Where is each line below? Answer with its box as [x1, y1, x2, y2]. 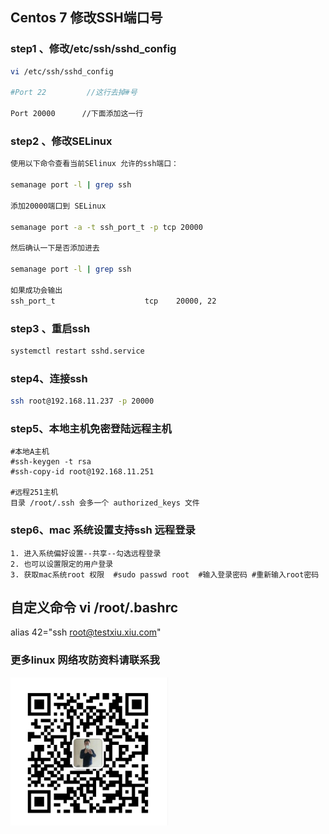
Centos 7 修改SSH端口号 [10, 9, 163, 27]
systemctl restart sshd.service [10, 346, 145, 356]
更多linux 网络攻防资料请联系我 [10, 653, 160, 667]
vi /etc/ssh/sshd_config [10, 66, 114, 77]
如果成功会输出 [10, 285, 63, 295]
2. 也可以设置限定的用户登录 [10, 559, 114, 569]
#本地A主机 [10, 447, 50, 457]
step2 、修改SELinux [10, 134, 113, 148]
